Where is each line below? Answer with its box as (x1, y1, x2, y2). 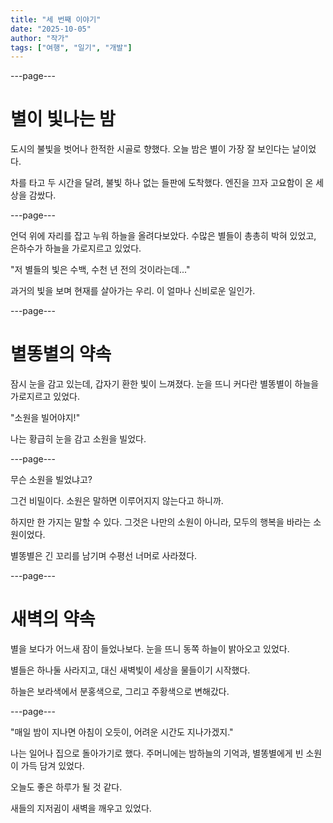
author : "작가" (10, 33, 70, 43)
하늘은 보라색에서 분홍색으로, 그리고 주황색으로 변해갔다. (10, 686, 230, 698)
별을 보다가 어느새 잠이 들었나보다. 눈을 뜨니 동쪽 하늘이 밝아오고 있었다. (10, 643, 290, 655)
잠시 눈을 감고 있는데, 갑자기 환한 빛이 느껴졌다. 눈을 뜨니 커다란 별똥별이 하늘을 (10, 378, 320, 390)
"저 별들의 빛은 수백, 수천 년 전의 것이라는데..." (10, 264, 191, 276)
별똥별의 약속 (10, 343, 112, 366)
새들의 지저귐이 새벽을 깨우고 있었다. (10, 802, 152, 815)
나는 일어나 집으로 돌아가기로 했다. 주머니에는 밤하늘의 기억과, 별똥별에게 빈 (10, 747, 304, 760)
